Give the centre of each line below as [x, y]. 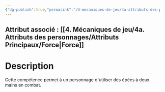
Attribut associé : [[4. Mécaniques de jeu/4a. [75, 30]
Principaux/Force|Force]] [45, 45]
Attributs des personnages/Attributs [62, 37]
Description [29, 66]
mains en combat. [23, 85]
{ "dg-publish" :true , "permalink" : [39, 10]
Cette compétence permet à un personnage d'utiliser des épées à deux [77, 80]
